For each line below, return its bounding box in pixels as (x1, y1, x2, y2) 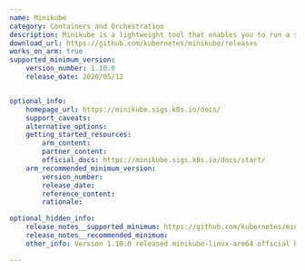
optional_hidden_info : (9, 214, 95, 223)
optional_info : (9, 96, 67, 105)
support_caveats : (25, 113, 92, 122)
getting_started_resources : (25, 130, 132, 140)
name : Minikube (9, 13, 67, 23)
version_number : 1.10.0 (25, 64, 116, 73)
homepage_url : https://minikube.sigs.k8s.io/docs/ (25, 105, 221, 114)
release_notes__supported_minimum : (25, 223, 161, 232)
